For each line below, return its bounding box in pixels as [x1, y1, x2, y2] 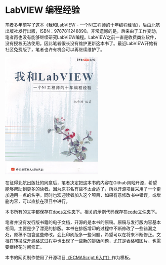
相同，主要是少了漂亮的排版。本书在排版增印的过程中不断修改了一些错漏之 [5, 225, 157, 231]
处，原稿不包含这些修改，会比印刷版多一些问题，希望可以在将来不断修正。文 [5, 231, 161, 237]
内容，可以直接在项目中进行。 [9, 198, 70, 204]
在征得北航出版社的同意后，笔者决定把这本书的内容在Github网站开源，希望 [5, 179, 157, 185]
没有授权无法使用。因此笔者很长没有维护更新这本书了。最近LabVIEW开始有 [5, 40, 158, 46]
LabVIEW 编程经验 [5, 4, 80, 16]
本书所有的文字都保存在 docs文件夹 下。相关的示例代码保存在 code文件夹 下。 [5, 209, 160, 215]
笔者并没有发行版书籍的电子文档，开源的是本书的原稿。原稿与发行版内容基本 [5, 219, 161, 225]
